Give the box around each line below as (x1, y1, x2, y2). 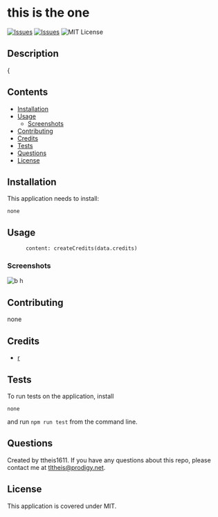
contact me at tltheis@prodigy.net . (7, 463, 106, 471)
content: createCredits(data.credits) (25, 245, 138, 252)
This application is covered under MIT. (7, 502, 117, 510)
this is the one (7, 5, 90, 21)
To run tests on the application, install (7, 392, 114, 400)
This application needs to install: (7, 194, 100, 203)
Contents (7, 87, 48, 98)
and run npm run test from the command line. (7, 417, 138, 426)
